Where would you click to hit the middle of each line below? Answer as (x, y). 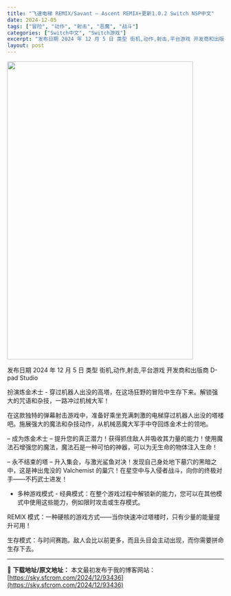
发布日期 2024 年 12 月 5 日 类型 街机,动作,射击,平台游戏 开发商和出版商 (108, 370)
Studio (29, 378)
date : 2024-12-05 (32, 20)
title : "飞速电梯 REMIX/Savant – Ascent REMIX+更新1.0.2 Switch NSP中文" (111, 13)
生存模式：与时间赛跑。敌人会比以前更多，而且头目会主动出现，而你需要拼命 (115, 540)
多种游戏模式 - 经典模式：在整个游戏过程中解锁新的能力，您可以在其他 (117, 494)
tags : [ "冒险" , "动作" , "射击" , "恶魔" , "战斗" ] (73, 26)
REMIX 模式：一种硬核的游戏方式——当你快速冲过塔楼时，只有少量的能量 (111, 517)
